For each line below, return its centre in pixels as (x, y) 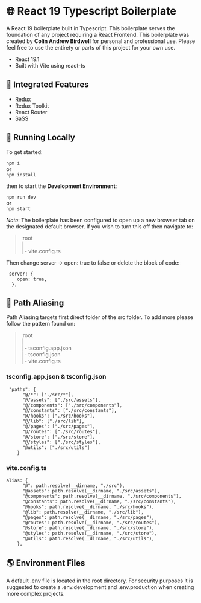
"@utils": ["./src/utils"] (56, 447)
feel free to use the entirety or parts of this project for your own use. (91, 47)
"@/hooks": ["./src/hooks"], (59, 416)
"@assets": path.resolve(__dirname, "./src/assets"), (91, 491)
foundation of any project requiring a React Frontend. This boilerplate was (98, 34)
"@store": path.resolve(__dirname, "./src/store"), (88, 528)
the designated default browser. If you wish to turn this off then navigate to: (100, 226)
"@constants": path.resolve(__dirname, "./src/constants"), (99, 501)
